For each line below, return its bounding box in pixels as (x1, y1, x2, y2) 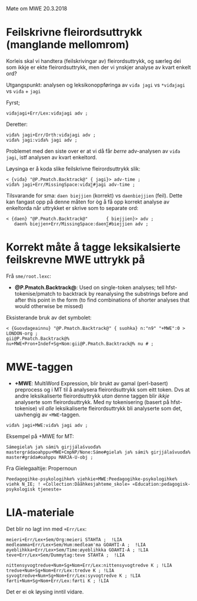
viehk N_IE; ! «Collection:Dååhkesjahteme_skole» (6, 481, 131, 487)
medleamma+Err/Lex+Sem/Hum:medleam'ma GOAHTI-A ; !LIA (6, 542, 146, 547)
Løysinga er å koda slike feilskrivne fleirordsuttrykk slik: (6, 165, 141, 172)
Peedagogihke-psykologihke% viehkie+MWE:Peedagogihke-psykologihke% (6, 476, 178, 482)
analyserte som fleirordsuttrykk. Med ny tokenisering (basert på (14, 398, 169, 405)
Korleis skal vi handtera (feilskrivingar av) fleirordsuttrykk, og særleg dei (6, 57, 181, 64)
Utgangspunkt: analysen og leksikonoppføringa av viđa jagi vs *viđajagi (6, 81, 185, 88)
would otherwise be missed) (14, 302, 84, 309)
